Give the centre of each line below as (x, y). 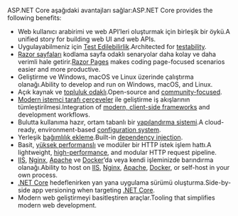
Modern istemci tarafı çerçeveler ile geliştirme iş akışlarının (104, 99)
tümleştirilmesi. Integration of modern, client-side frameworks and (114, 107)
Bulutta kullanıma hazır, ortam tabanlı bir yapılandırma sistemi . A (110, 122)
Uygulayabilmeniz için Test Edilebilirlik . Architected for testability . (112, 47)
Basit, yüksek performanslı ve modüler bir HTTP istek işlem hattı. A (114, 145)
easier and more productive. (59, 69)
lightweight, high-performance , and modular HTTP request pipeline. (117, 152)
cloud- (215, 122)
